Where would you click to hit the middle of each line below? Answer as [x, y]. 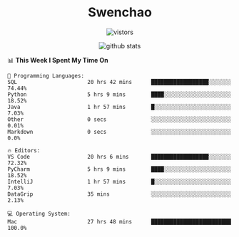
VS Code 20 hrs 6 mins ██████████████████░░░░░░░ [119, 157]
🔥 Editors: [24, 150]
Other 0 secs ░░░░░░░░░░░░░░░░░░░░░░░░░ [119, 119]
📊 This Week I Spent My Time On [58, 60]
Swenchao [120, 12]
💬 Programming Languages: [46, 75]
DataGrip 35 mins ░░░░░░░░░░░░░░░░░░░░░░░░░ [119, 194]
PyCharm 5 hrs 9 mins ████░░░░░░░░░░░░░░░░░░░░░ [119, 169]
